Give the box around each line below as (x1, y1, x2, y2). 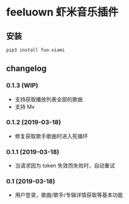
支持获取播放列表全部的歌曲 (14, 96, 83, 103)
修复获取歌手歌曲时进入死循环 (14, 132, 88, 140)
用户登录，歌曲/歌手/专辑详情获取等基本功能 (14, 192, 123, 199)
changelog (6, 64, 47, 74)
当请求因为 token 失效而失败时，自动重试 (14, 162, 115, 170)
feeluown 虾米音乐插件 (6, 5, 119, 19)
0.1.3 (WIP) (6, 81, 39, 90)
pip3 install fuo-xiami (6, 47, 65, 53)
